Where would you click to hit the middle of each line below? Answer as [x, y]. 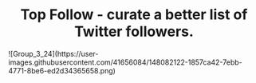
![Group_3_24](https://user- [53, 53]
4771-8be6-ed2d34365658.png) [62, 70]
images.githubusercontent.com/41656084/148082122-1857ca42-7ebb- [125, 62]
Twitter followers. [134, 32]
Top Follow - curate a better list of [134, 15]
